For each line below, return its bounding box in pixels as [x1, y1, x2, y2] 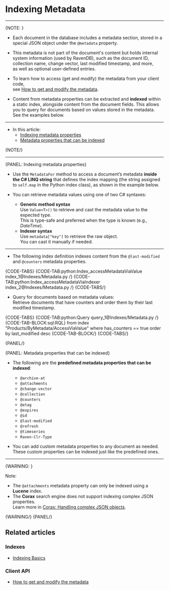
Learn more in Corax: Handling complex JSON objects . [12, 504, 126, 510]
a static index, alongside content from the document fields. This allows [12, 101, 159, 107]
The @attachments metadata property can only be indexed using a [12, 482, 148, 488]
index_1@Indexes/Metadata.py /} [5, 273, 73, 280]
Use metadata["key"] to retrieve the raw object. [20, 233, 118, 239]
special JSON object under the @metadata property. [12, 40, 118, 46]
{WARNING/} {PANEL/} [5, 514, 53, 520]
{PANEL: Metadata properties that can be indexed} [5, 350, 110, 356]
